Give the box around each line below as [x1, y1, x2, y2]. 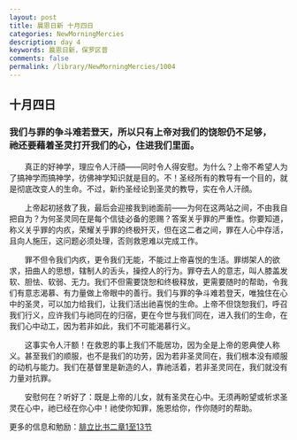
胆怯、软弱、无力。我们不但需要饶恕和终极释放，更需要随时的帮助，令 [24, 276, 280, 287]
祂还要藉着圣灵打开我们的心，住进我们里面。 [9, 139, 200, 151]
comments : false [9, 54, 69, 63]
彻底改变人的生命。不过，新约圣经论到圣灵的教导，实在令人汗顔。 [16, 183, 257, 194]
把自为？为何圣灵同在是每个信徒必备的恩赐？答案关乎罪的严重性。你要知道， [9, 213, 288, 224]
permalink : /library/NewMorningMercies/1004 [9, 63, 176, 72]
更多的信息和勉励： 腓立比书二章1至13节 [9, 421, 153, 432]
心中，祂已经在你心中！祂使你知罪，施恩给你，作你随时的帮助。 [24, 402, 257, 413]
